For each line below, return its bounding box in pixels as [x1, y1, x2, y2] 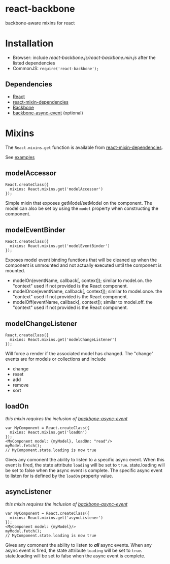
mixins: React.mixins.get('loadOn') [10, 430, 87, 435]
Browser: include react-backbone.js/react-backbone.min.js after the [12, 54, 156, 60]
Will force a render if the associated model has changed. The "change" [5, 351, 154, 357]
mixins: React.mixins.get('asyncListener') [10, 515, 103, 520]
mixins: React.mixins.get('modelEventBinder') [10, 243, 110, 249]
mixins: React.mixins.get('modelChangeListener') [10, 337, 117, 342]
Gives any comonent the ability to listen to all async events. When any [5, 542, 152, 548]
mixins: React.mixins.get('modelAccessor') [10, 186, 103, 192]
